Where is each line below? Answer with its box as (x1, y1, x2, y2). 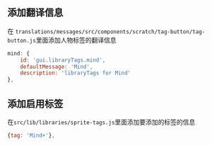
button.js (7, 37, 37, 44)
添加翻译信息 (7, 6, 64, 19)
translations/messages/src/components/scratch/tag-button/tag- (15, 28, 206, 35)
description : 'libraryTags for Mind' (20, 69, 131, 77)
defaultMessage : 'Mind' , (20, 63, 93, 70)
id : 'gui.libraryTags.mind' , (20, 56, 106, 64)
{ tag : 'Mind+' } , (7, 132, 55, 139)
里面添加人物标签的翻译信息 (35, 35, 117, 44)
